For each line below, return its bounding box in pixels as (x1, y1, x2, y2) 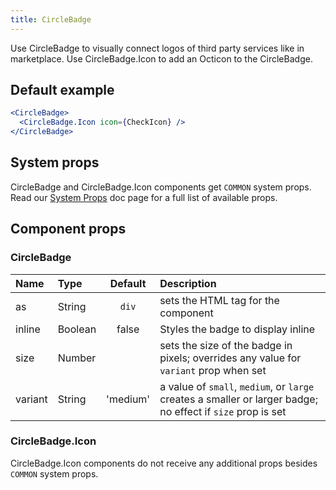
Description (159, 276, 217, 290)
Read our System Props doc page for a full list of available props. (10, 191, 278, 203)
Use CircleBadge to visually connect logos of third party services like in (10, 42, 305, 54)
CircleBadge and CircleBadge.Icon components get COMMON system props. (10, 181, 312, 193)
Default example (10, 82, 115, 99)
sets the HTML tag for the (159, 293, 280, 307)
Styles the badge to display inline (159, 322, 316, 336)
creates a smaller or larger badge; (159, 392, 318, 406)
